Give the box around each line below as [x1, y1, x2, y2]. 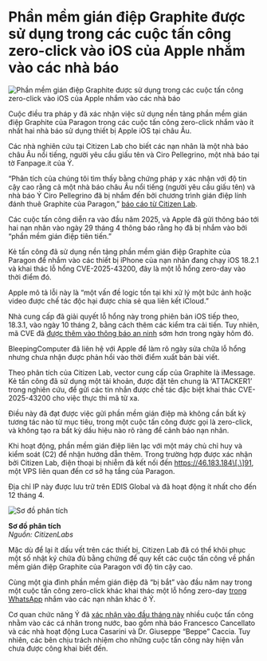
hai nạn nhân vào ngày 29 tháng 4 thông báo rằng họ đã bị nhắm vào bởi [8, 223, 248, 233]
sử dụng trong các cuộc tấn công [8, 25, 232, 43]
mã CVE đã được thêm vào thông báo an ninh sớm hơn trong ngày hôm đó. [8, 328, 253, 338]
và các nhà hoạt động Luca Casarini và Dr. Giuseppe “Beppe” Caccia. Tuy [8, 626, 251, 636]
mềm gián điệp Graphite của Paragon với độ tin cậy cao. [8, 561, 193, 571]
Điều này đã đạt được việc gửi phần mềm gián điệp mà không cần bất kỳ [8, 409, 246, 418]
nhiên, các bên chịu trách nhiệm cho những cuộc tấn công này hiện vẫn [8, 635, 245, 644]
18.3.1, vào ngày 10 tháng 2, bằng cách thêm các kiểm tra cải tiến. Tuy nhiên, [8, 319, 260, 330]
